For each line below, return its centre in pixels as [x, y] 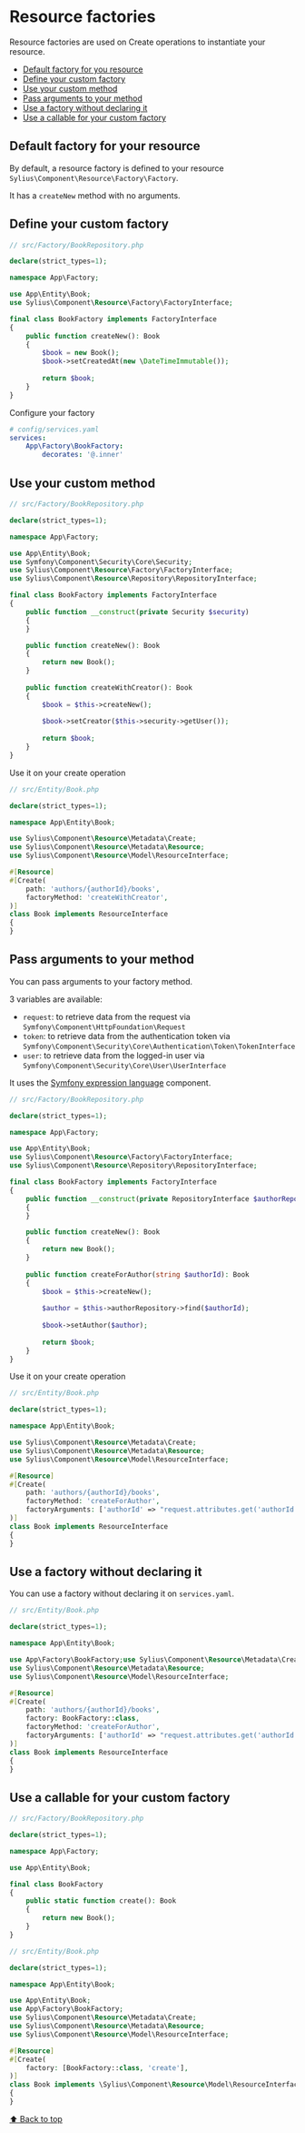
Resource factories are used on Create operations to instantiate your [138, 42]
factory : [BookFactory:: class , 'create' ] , [107, 2067]
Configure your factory [52, 412]
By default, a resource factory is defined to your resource [117, 168]
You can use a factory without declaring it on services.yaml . [122, 1593]
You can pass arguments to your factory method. [101, 981]
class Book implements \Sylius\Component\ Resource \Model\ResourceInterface [156, 2085]
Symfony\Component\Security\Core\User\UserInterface [124, 1066]
